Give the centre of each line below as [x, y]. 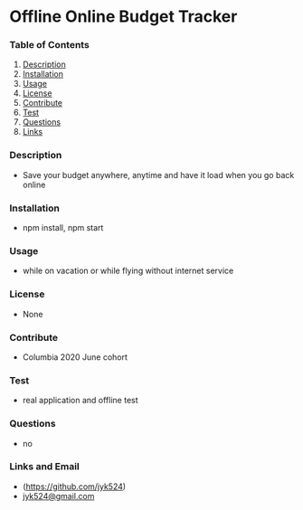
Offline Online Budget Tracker [123, 17]
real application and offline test [80, 401]
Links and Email [44, 467]
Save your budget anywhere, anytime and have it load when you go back [158, 175]
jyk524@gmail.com [58, 496]
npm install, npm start [63, 228]
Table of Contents [50, 45]
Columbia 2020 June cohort [75, 357]
